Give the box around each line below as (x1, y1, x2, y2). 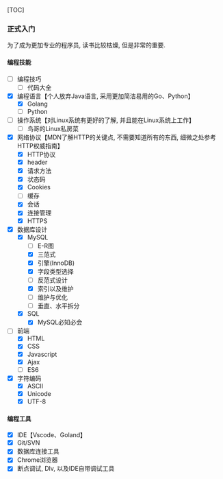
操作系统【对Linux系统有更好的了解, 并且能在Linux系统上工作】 (16, 116, 195, 124)
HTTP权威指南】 (16, 142, 64, 150)
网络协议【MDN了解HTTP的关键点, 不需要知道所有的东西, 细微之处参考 (16, 133, 217, 141)
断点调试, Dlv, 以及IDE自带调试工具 (16, 465, 115, 473)
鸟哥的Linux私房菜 (27, 124, 79, 132)
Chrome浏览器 (16, 456, 58, 464)
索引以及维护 (37, 285, 74, 292)
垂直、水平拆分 (37, 302, 80, 310)
